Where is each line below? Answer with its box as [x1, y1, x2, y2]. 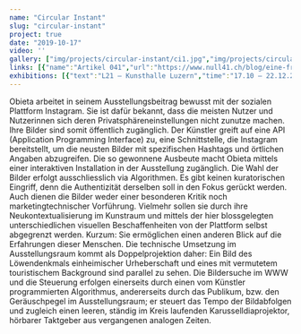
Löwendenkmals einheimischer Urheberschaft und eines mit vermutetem [9, 257, 278, 269]
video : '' [9, 47, 47, 56]
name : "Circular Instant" [9, 13, 106, 22]
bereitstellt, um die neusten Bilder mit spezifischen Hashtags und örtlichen [9, 143, 284, 154]
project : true [9, 30, 63, 39]
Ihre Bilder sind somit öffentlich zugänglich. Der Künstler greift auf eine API [9, 124, 286, 135]
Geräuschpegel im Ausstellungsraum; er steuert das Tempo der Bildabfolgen [9, 295, 292, 306]
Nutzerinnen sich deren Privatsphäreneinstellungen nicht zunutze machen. [9, 115, 285, 125]
